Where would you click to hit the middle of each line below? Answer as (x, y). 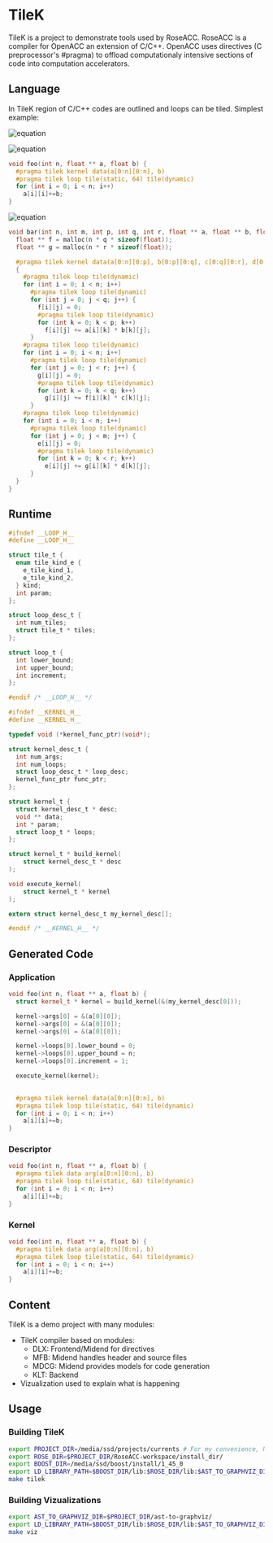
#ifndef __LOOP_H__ (41, 533)
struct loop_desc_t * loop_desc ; (72, 772)
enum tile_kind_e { (49, 563)
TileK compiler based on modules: (78, 1340)
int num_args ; (39, 757)
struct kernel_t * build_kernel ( (65, 855)
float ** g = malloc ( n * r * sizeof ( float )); (94, 247)
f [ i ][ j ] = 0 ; (60, 307)
